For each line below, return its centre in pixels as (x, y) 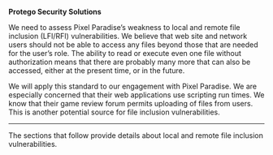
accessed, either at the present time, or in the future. (97, 71)
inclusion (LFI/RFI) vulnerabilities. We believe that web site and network (128, 36)
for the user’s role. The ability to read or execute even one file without (125, 53)
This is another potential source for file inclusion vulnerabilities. (115, 112)
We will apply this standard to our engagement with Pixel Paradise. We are (133, 86)
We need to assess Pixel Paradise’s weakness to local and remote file (124, 27)
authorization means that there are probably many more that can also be (130, 62)
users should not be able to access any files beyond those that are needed (133, 45)
